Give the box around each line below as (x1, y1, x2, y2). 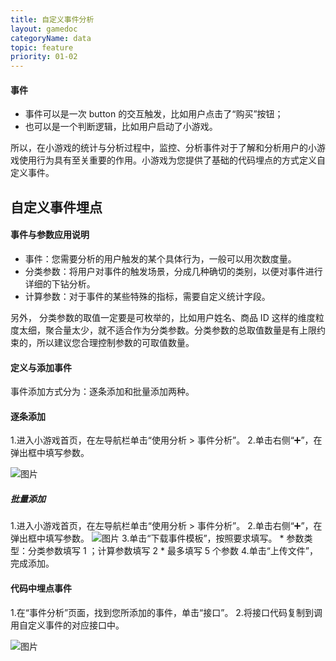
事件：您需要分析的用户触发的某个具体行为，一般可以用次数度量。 (24, 252, 297, 265)
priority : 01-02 (10, 52, 78, 62)
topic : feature (10, 42, 74, 53)
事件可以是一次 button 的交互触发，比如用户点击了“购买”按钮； (24, 108, 284, 120)
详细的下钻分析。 (24, 277, 96, 290)
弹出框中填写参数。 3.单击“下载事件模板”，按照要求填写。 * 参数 (10, 532, 305, 545)
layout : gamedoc (10, 24, 78, 34)
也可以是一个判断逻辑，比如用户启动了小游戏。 (24, 121, 218, 133)
